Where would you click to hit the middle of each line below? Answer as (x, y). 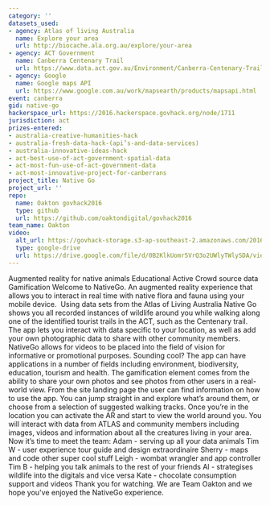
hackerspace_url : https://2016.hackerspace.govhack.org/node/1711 (122, 114)
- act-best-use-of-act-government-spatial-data (90, 158)
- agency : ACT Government (51, 53)
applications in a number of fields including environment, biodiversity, (124, 364)
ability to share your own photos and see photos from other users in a (124, 381)
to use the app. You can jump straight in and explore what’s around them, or (134, 398)
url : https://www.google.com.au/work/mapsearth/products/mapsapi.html (136, 91)
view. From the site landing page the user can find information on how (144, 389)
